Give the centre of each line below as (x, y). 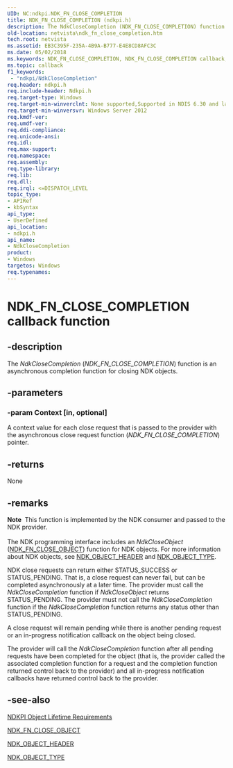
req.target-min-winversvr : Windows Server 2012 (77, 111)
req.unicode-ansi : (34, 136)
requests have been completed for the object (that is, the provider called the (116, 656)
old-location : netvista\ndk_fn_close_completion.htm (85, 33)
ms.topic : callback (35, 65)
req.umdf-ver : (28, 123)
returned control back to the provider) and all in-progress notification (106, 671)
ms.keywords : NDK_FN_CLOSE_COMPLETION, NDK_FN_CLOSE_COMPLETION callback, (118, 59)
